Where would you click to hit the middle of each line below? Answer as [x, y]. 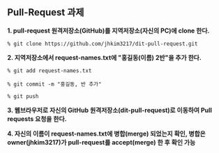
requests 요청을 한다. [37, 119]
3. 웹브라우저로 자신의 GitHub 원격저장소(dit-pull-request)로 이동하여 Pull [110, 110]
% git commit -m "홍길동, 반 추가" [54, 84]
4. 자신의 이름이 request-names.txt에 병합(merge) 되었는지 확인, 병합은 [106, 134]
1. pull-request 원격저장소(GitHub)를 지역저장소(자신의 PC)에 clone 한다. [108, 31]
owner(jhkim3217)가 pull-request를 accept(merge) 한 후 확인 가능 [101, 142]
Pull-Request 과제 [46, 13]
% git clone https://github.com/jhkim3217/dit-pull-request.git [103, 44]
